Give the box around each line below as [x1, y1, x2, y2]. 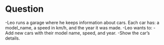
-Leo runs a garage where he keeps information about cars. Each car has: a [5, 20, 160, 25]
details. [5, 35, 20, 41]
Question [5, 3, 44, 15]
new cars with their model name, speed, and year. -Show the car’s [14, 30, 150, 36]
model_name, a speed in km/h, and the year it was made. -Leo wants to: [5, 24, 153, 30]
